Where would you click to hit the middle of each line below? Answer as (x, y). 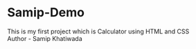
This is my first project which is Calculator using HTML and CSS (98, 31)
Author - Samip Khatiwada (45, 38)
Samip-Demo (46, 13)
